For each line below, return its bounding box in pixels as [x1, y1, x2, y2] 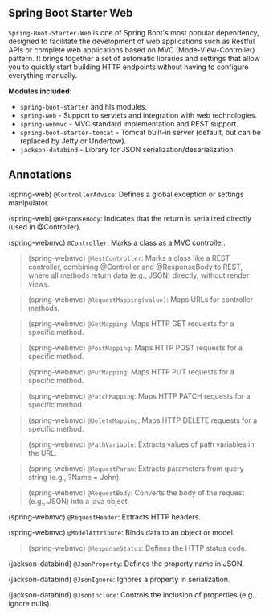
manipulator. [8, 197, 50, 208]
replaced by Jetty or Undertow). [19, 136, 127, 146]
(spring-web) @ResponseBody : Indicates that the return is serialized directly [8, 213, 251, 223]
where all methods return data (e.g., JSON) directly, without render [27, 270, 250, 280]
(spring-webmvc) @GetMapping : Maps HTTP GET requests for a [27, 318, 234, 329]
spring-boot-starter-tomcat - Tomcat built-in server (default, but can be [19, 127, 261, 137]
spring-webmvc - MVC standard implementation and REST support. [19, 118, 239, 128]
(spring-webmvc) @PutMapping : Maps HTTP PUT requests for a [27, 366, 234, 377]
